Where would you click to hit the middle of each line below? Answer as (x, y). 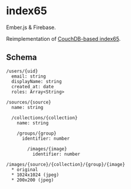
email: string (29, 76)
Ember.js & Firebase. (31, 27)
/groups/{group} (37, 133)
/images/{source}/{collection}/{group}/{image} (66, 164)
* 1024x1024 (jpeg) (35, 175)
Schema (22, 57)
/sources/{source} (29, 102)
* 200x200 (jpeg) (33, 180)
